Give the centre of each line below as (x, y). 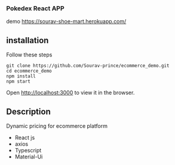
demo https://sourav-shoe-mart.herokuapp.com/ (66, 22)
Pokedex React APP (35, 8)
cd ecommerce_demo (29, 71)
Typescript (28, 150)
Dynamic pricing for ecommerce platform (57, 126)
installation (27, 40)
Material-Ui (29, 157)
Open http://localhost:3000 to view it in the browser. (70, 93)
